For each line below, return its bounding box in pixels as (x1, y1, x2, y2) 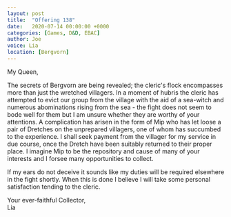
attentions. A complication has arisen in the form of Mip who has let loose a (7, 117, 221, 126)
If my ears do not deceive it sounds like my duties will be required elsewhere (7, 167, 225, 176)
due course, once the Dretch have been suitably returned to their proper (7, 140, 212, 148)
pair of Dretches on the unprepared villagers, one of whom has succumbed (7, 125, 221, 133)
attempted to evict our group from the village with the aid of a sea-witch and (7, 95, 224, 104)
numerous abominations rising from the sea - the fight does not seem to (7, 103, 212, 111)
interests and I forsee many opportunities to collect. (7, 154, 154, 162)
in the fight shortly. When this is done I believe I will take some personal (7, 175, 210, 183)
